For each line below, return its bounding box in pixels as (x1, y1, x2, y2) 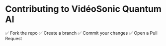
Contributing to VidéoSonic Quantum (5, 3, 162, 15)
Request (5, 35, 22, 41)
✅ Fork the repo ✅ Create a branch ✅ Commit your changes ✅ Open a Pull (5, 30, 158, 36)
